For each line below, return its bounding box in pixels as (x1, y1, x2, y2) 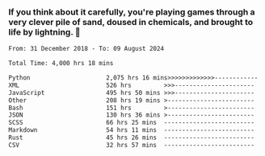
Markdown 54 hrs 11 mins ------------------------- (8, 126, 254, 134)
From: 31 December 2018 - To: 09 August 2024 (8, 45, 164, 53)
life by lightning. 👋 (8, 27, 81, 38)
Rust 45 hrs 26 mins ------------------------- (8, 133, 254, 142)
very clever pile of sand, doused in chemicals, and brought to (8, 16, 254, 27)
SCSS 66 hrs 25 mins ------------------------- (8, 119, 254, 127)
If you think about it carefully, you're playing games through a (8, 6, 256, 18)
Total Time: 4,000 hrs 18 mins (8, 60, 114, 68)
